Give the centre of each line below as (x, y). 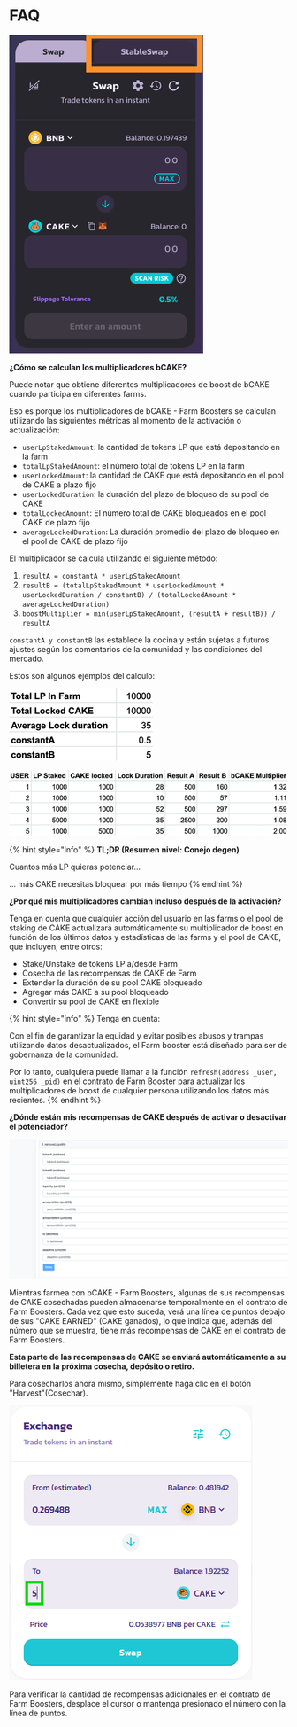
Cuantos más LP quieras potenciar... (75, 867)
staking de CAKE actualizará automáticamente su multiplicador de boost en (146, 928)
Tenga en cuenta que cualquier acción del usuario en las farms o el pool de (146, 918)
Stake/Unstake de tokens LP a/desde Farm (100, 963)
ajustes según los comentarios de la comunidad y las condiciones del (136, 649)
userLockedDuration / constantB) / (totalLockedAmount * (129, 595)
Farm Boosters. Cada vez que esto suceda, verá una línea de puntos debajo (147, 1311)
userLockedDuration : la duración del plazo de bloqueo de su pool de (145, 494)
